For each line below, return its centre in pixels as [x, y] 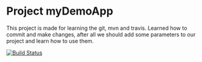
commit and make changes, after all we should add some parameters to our [101, 34]
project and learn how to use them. [50, 41]
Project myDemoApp [60, 11]
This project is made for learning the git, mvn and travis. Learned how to [97, 28]
